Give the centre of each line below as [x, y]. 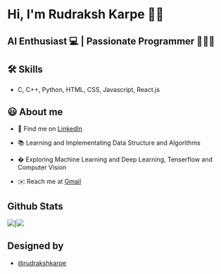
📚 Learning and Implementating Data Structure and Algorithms [109, 143]
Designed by [36, 246]
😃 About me [35, 112]
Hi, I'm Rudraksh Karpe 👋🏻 [86, 14]
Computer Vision [42, 167]
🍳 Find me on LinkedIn [50, 129]
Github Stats [35, 206]
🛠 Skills [25, 69]
